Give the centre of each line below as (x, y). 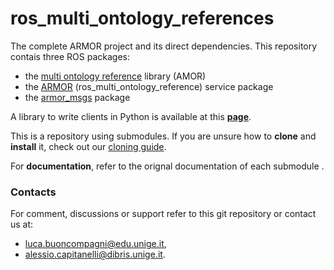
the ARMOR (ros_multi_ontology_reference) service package (149, 86)
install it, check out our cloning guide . (88, 146)
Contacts (33, 192)
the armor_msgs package (77, 97)
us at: (22, 224)
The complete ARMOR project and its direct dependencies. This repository (164, 46)
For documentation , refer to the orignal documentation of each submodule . (167, 166)
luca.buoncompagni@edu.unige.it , (95, 244)
